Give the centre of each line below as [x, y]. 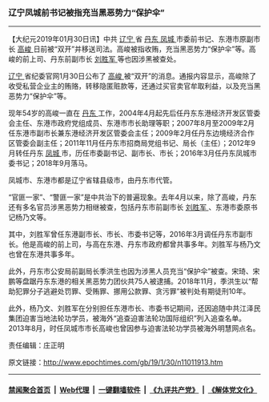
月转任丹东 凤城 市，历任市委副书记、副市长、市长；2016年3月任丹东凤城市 [133, 153]
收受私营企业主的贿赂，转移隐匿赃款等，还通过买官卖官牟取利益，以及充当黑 [134, 86]
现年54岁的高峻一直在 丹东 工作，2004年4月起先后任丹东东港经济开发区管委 [134, 113]
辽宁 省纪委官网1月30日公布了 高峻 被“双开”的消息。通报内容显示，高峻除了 [132, 76]
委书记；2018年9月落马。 [50, 163]
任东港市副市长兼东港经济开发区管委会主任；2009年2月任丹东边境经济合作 [131, 133]
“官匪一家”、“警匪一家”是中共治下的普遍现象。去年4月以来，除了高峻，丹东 [132, 197]
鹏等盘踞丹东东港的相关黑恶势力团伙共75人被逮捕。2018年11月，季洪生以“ [130, 281]
